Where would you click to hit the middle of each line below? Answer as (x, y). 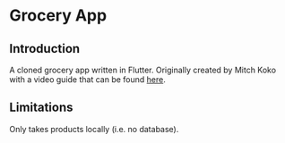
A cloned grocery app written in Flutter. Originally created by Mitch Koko (142, 70)
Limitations (41, 108)
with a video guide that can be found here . (87, 80)
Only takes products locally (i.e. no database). (94, 129)
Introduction (45, 49)
